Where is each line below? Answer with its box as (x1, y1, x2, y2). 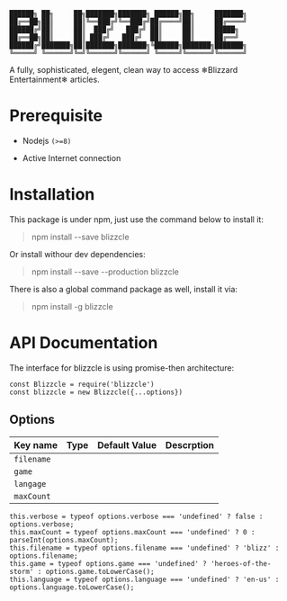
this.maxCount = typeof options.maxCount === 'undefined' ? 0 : (9, 527, 256, 536)
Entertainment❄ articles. (9, 74, 101, 85)
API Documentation (9, 333, 158, 354)
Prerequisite (9, 105, 103, 126)
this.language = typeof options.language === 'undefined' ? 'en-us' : (9, 575, 280, 584)
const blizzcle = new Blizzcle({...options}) (9, 388, 183, 397)
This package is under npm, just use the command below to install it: (9, 213, 264, 225)
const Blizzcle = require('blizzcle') (9, 380, 155, 389)
